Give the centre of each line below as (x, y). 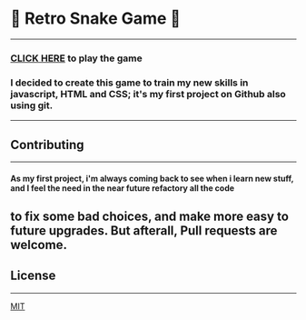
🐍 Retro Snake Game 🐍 (95, 19)
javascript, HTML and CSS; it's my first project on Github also (148, 94)
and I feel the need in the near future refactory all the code (123, 188)
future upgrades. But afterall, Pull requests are (144, 230)
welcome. (39, 245)
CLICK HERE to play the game (77, 58)
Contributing (47, 145)
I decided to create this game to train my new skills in (129, 83)
